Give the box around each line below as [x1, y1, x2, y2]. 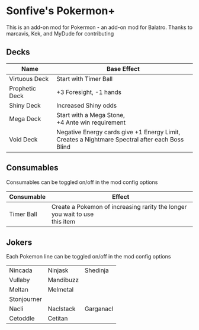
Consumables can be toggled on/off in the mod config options [6, 179, 158, 186]
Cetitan [47, 315, 68, 323]
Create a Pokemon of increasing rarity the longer [51, 202, 187, 211]
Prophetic [9, 84, 37, 92]
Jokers [6, 237, 33, 247]
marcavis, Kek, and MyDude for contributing [6, 30, 114, 37]
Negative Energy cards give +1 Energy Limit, [56, 128, 181, 136]
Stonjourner [9, 295, 43, 303]
